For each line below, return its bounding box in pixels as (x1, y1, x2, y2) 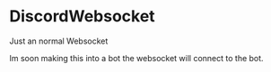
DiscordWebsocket (9, 6, 155, 27)
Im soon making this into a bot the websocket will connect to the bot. (9, 52, 264, 63)
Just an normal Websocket (9, 36, 109, 46)
